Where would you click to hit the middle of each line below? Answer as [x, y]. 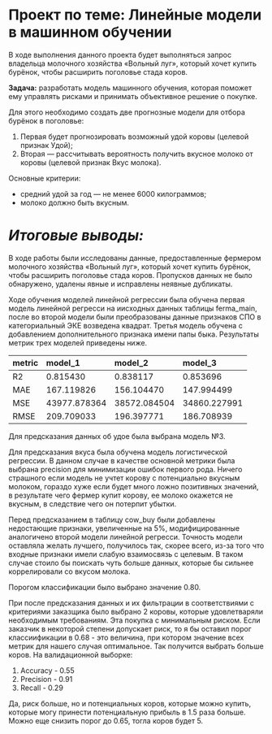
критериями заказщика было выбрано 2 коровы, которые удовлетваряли [136, 611]
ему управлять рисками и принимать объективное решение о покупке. [133, 96]
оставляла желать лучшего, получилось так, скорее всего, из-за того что [136, 545]
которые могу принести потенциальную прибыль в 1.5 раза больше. [127, 712]
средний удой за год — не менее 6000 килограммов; [113, 193]
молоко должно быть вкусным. [75, 202]
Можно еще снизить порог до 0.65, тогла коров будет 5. [106, 720]
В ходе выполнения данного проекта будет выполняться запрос [120, 54]
